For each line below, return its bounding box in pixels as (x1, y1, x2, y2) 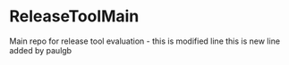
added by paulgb (9, 45, 72, 55)
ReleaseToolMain (9, 6, 140, 27)
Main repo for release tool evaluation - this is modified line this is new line (9, 36, 280, 46)
